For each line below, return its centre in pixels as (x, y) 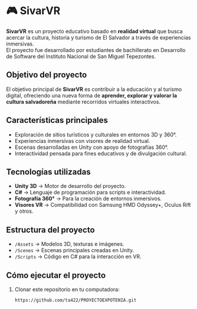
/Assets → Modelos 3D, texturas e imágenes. (69, 244)
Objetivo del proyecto (47, 75)
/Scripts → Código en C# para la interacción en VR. (78, 256)
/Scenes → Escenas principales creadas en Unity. (74, 251)
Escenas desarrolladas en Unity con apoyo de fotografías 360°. (91, 147)
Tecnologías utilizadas (48, 172)
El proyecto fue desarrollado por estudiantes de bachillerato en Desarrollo (96, 50)
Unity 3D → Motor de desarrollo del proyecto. (70, 186)
